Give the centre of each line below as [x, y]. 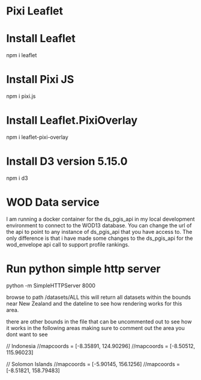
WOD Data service [53, 202]
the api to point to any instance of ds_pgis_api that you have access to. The [99, 231]
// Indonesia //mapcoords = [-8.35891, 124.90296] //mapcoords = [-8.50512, [101, 346]
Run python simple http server [83, 269]
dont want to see [27, 334]
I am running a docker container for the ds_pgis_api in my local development [100, 219]
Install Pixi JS [40, 80]
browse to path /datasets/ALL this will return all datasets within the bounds [98, 297]
